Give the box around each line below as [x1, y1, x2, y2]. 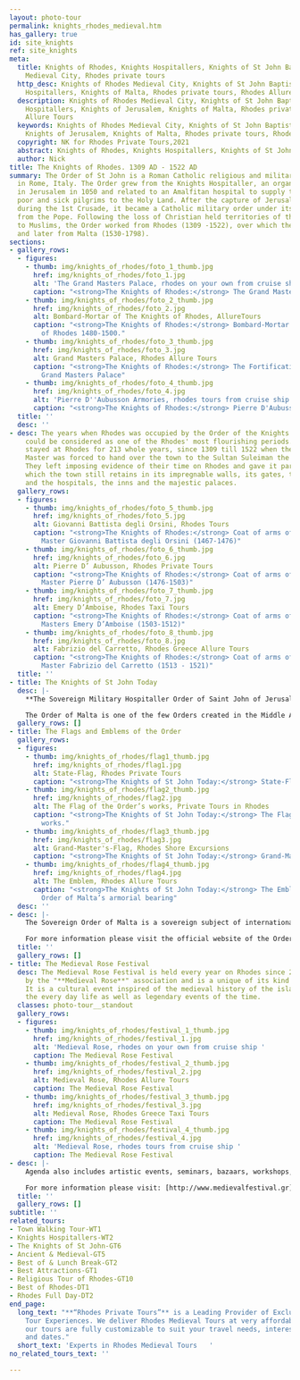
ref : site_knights [9, 46, 78, 55]
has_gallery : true [9, 29, 78, 38]
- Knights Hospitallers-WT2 [9, 1233, 114, 1242]
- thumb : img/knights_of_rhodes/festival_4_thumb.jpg [25, 1125, 229, 1135]
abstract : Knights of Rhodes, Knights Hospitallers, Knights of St [17, 146, 274, 155]
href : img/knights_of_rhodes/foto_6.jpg [32, 553, 186, 562]
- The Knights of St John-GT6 [9, 1241, 122, 1250]
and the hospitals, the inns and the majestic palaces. [25, 478, 238, 487]
